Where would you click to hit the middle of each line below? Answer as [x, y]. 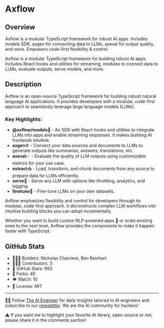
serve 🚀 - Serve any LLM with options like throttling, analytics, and [78, 181]
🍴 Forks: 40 [24, 273]
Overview [20, 27]
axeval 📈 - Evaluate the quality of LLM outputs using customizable [79, 156]
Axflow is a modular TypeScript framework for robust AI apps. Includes [76, 39]
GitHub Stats [25, 246]
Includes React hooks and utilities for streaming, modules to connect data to [82, 64]
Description [23, 84]
